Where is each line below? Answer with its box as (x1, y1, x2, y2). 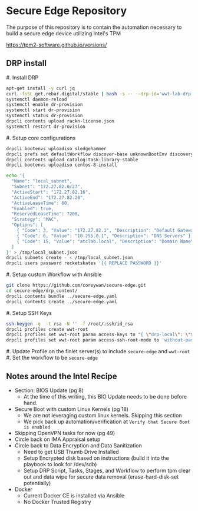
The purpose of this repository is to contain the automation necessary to (6, 24, 182, 31)
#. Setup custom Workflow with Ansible (6, 271, 102, 278)
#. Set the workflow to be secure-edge (6, 354, 98, 361)
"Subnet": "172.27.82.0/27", (11, 184, 83, 190)
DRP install (6, 58, 47, 68)
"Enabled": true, (11, 205, 54, 211)
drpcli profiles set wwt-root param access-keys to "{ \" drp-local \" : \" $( (6, 331, 196, 338)
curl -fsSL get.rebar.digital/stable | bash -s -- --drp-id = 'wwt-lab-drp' (6, 91, 194, 97)
